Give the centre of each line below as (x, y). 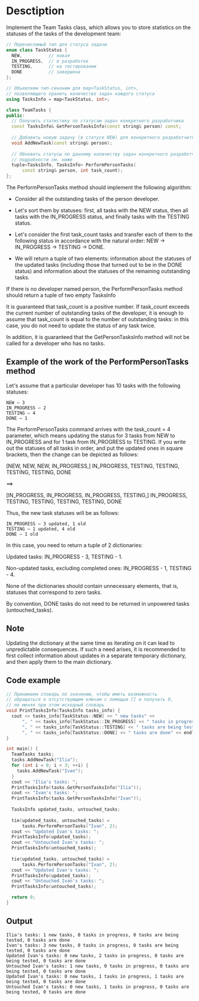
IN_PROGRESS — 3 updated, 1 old (46, 524)
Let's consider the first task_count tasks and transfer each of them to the (104, 235)
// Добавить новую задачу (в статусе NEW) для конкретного (86, 137)
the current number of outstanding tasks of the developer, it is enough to (95, 313)
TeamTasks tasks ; (33, 754)
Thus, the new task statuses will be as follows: (63, 513)
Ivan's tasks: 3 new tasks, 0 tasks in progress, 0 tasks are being (92, 945)
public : (16, 116)
